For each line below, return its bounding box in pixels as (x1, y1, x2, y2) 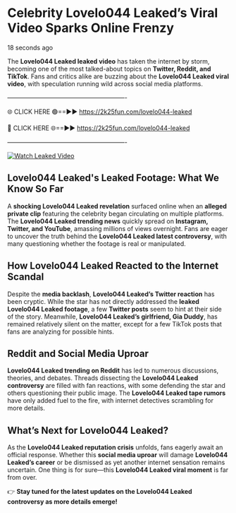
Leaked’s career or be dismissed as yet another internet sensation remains (7, 458, 225, 467)
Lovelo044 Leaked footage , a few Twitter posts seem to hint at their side (7, 305, 222, 313)
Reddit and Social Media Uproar (7, 348, 149, 360)
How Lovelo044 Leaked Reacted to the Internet (7, 260, 219, 272)
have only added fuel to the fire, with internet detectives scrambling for (7, 396, 213, 405)
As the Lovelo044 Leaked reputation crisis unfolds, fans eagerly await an (7, 443, 223, 452)
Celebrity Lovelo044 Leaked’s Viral (7, 5, 218, 21)
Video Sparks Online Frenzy (7, 20, 175, 36)
